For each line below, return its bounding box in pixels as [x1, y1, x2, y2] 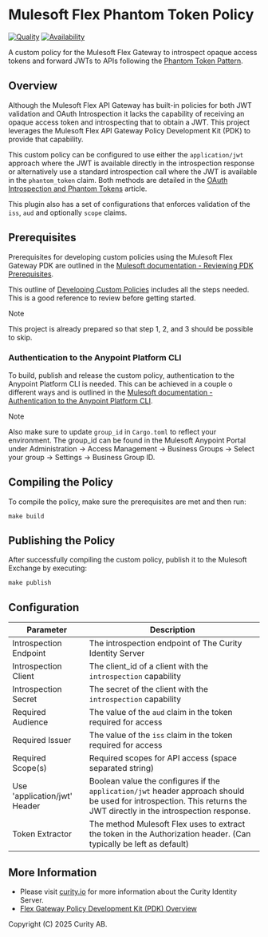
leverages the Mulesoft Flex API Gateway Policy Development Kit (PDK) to [8, 125, 251, 135]
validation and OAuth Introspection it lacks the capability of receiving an [8, 109, 245, 118]
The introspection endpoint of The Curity [89, 637, 242, 649]
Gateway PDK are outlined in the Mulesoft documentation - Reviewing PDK [8, 260, 254, 270]
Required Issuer [12, 735, 72, 746]
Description [149, 625, 195, 636]
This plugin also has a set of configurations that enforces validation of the [8, 199, 250, 208]
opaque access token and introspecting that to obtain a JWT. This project [8, 117, 250, 127]
